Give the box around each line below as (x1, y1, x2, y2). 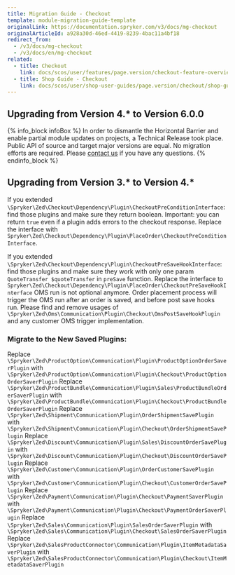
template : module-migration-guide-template (7, 17, 136, 24)
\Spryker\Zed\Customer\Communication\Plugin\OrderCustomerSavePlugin (7, 466, 215, 473)
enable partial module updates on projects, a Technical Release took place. (7, 134, 224, 142)
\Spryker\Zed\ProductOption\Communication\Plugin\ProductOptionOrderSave (7, 358, 227, 365)
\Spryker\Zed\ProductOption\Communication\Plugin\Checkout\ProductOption (7, 371, 227, 379)
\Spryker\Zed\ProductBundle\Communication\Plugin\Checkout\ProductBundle (7, 398, 227, 405)
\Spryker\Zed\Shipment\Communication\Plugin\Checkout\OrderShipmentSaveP (7, 426, 227, 433)
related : (7, 56, 33, 63)
